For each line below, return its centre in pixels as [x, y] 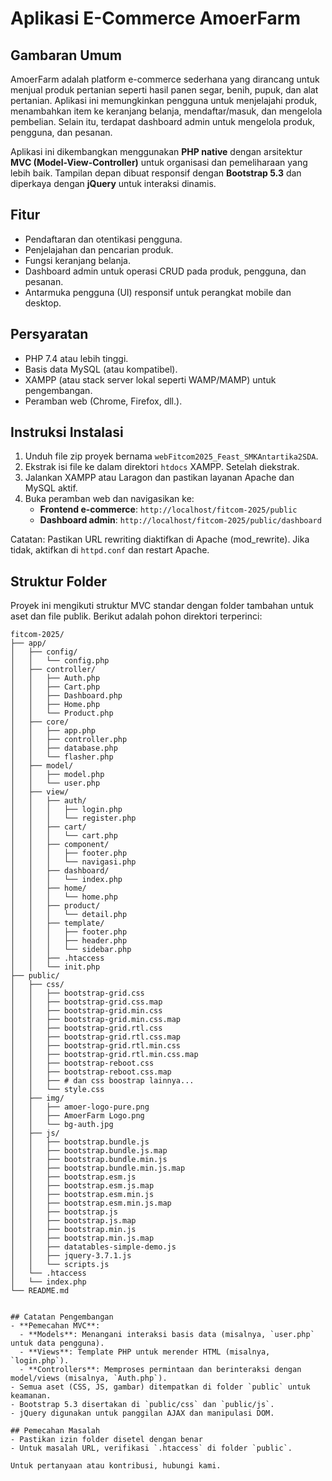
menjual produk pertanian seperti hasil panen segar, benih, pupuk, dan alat [164, 90]
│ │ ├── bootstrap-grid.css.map [86, 1002]
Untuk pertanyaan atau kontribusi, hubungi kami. [116, 1466]
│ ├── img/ [37, 1098]
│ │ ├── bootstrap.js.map [73, 1221]
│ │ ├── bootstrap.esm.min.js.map [91, 1203]
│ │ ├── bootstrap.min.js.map [82, 1238]
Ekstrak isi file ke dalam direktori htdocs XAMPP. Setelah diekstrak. [162, 467]
